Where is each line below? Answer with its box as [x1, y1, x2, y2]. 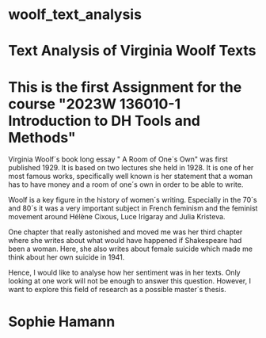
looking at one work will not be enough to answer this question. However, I [8, 276, 252, 286]
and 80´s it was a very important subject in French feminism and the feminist [8, 203, 258, 213]
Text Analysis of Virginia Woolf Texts [8, 42, 256, 60]
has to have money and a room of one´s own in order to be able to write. [8, 180, 244, 189]
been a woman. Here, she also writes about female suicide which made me [8, 244, 253, 254]
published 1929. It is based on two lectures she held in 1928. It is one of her [8, 163, 254, 173]
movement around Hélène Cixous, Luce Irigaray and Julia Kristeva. [8, 212, 226, 222]
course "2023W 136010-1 [8, 95, 181, 112]
